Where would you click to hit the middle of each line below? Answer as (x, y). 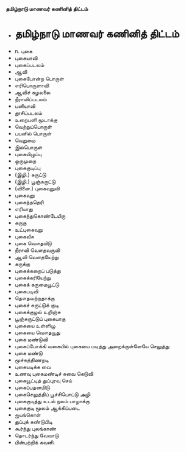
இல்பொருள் (28, 147)
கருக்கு (22, 264)
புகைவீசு (24, 236)
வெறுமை (25, 140)
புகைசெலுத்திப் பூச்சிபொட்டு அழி (52, 394)
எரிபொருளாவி (32, 85)
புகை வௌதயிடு (33, 243)
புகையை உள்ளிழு (35, 325)
